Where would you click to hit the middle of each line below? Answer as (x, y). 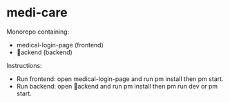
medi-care (37, 13)
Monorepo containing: (38, 32)
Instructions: (24, 65)
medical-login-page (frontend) (60, 45)
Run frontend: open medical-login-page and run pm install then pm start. (120, 79)
